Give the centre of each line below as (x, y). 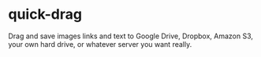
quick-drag (45, 14)
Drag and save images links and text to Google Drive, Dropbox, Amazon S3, (131, 36)
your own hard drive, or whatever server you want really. (100, 44)
